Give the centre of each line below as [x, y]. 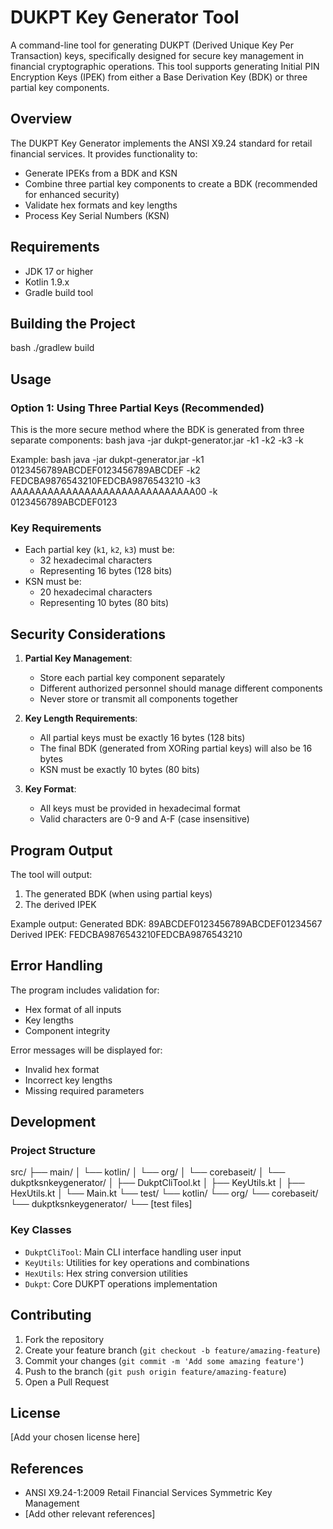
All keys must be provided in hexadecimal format [140, 808]
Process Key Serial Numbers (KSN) [97, 215]
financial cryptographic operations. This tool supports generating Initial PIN [165, 66]
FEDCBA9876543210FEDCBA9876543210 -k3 [105, 481]
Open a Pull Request [67, 1382]
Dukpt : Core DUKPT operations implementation [121, 1283]
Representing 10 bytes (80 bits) [104, 603]
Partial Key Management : [78, 658]
